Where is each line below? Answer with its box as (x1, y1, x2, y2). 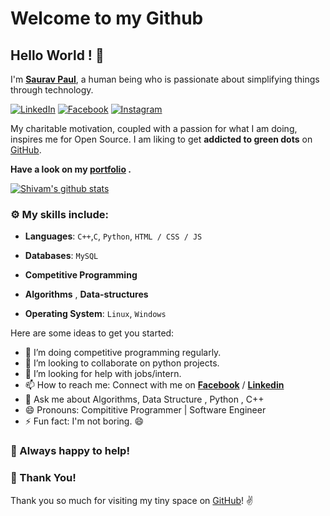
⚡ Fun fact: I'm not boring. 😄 (24, 415, 145, 427)
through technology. (10, 84, 94, 96)
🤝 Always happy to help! (10, 444, 130, 458)
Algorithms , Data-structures (24, 288, 149, 301)
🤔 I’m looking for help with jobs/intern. (24, 368, 182, 380)
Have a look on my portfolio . (10, 163, 132, 175)
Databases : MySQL (24, 250, 99, 262)
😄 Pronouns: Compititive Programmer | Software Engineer (24, 404, 267, 416)
